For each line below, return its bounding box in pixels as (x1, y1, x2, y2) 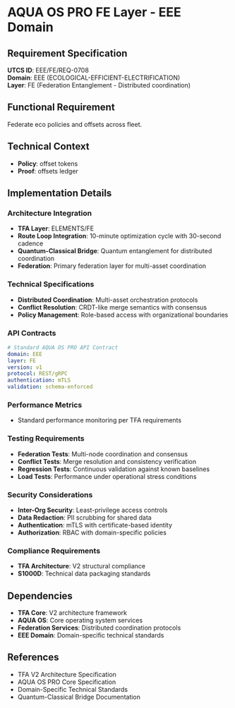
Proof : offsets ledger (17, 166, 79, 175)
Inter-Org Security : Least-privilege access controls (17, 506, 168, 514)
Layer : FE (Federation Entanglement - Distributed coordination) (7, 81, 191, 89)
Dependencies (7, 590, 73, 602)
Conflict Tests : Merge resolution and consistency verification (17, 457, 196, 465)
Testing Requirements (7, 434, 85, 444)
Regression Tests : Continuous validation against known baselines (17, 465, 210, 473)
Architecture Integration (7, 208, 92, 218)
